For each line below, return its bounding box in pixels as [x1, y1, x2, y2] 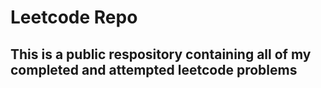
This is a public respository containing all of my [10, 46, 312, 63]
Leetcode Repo [10, 6, 138, 29]
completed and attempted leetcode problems [10, 61, 298, 78]
